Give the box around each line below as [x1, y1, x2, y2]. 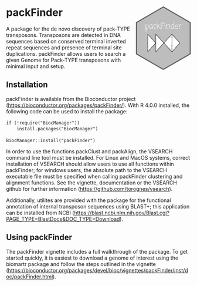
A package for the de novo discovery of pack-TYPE [6, 25, 130, 32]
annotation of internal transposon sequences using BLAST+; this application [6, 203, 190, 210]
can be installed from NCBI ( [6, 209, 74, 216]
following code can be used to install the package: [6, 107, 128, 115]
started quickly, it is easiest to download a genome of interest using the [6, 254, 179, 261]
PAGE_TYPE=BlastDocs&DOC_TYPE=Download [6, 215, 120, 223]
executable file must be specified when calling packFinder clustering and [6, 173, 183, 180]
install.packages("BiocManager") [16, 126, 98, 132]
